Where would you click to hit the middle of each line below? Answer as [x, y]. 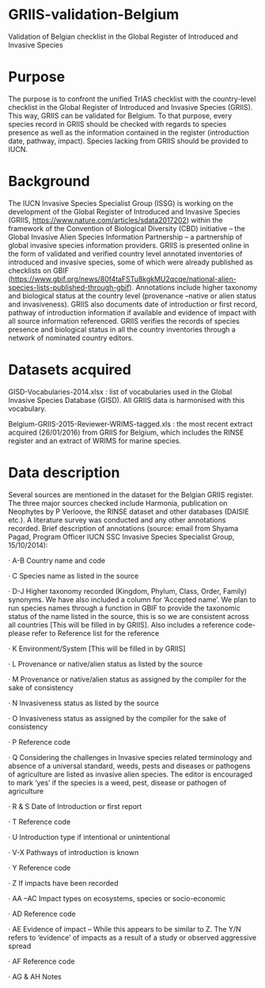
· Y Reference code [40, 868]
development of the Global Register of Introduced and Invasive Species [124, 211]
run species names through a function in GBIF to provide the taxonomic [125, 608]
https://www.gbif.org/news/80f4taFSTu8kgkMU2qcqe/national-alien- [124, 279]
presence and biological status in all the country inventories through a [122, 329]
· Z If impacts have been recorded [63, 883]
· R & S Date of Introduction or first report [75, 806]
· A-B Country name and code [57, 560]
